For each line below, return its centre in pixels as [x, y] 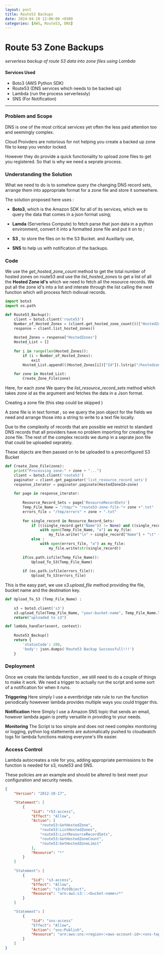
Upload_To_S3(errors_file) [59, 576]
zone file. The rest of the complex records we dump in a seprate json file [78, 438]
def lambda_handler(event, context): [43, 626]
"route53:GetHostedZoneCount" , [72, 839]
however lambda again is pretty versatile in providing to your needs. [73, 717]
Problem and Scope [29, 116]
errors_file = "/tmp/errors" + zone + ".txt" [70, 512]
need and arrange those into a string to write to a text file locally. [70, 417]
